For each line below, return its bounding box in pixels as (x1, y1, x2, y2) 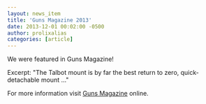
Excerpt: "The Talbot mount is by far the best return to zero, (7, 69, 179, 77)
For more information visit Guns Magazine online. (7, 89, 149, 98)
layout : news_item (7, 10, 61, 17)
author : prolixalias (7, 29, 68, 37)
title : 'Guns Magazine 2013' (7, 17, 92, 24)
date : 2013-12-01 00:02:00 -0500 (7, 23, 105, 30)
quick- (180, 69, 199, 77)
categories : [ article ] (7, 36, 73, 43)
